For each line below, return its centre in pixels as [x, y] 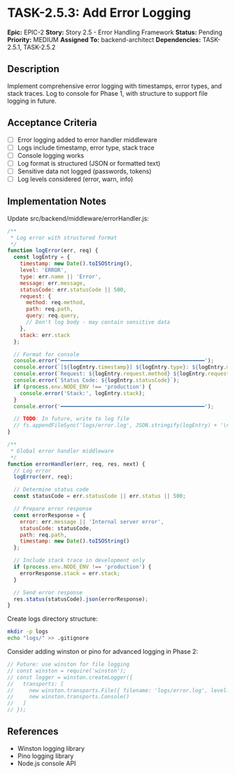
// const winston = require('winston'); [67, 671]
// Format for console [47, 354]
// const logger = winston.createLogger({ [70, 677]
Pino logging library [45, 756]
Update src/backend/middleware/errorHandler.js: [78, 218]
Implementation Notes [57, 202]
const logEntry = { [42, 257]
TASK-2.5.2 [40, 47]
